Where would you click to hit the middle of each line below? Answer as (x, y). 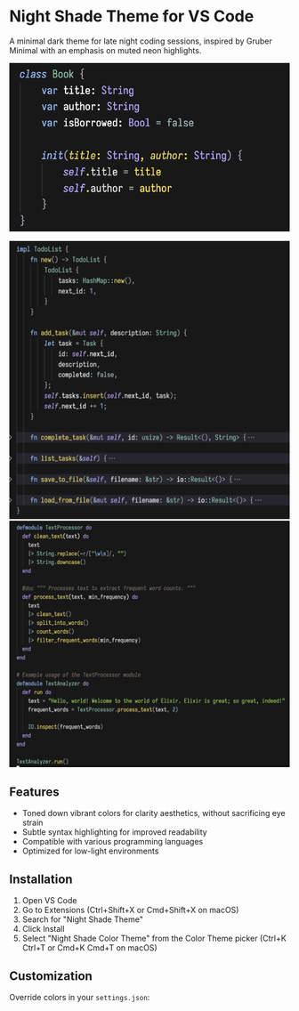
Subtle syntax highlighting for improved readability (114, 832)
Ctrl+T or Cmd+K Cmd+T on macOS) (89, 948)
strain (32, 823)
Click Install (43, 929)
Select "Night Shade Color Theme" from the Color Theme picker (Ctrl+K (154, 938)
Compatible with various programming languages (113, 842)
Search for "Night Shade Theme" (83, 919)
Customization (51, 976)
